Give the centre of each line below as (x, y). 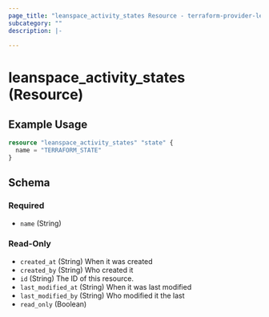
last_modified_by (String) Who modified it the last (102, 295)
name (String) (40, 223)
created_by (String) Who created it (76, 270)
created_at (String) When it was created (86, 261)
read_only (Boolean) (53, 304)
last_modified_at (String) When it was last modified (106, 287)
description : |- (35, 30)
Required (26, 205)
